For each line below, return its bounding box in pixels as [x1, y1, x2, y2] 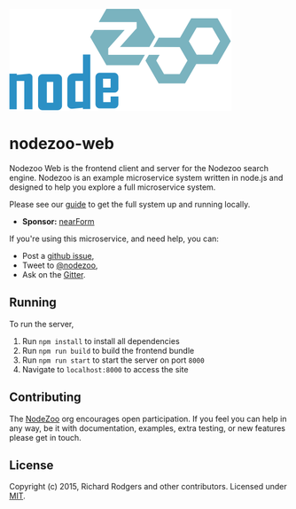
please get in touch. [9, 432, 82, 442]
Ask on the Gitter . [21, 269, 86, 279]
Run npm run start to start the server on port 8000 [21, 355, 206, 365]
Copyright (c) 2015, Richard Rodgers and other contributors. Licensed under [9, 482, 287, 492]
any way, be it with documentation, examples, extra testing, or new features [9, 422, 286, 434]
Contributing [9, 390, 82, 405]
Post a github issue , [21, 250, 95, 261]
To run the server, [9, 318, 74, 329]
